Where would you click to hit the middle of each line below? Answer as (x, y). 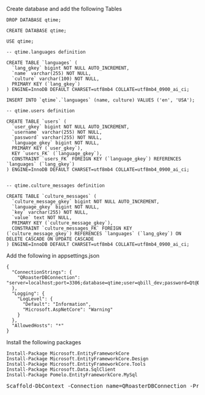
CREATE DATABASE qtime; (37, 31)
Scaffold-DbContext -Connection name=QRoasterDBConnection (97, 386)
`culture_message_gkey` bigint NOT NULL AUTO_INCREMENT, (86, 201)
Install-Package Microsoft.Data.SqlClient (61, 369)
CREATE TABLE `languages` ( (42, 63)
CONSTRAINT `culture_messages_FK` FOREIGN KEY (72, 228)
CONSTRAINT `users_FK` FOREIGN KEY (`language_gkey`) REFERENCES (97, 159)
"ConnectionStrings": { (42, 272)
